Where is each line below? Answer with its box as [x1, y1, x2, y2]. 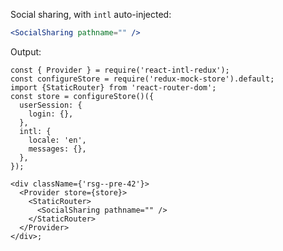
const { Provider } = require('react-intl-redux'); [10, 65, 230, 75]
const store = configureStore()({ [10, 91, 155, 101]
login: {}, [28, 109, 74, 119]
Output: [10, 45, 42, 58]
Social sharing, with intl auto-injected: [10, 9, 172, 20]
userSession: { [19, 100, 83, 110]
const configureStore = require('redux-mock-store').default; [10, 74, 275, 84]
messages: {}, [28, 144, 87, 154]
